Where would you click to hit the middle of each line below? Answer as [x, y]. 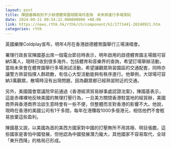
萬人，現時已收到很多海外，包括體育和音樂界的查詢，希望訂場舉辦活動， [88, 61]
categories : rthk [24, 29]
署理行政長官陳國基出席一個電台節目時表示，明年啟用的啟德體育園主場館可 [83, 55]
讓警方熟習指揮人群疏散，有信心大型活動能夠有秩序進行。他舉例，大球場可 [83, 74]
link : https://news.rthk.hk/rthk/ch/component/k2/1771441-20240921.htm [83, 24]
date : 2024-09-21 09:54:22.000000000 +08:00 [53, 19]
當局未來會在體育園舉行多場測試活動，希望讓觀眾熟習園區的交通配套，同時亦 [85, 68]
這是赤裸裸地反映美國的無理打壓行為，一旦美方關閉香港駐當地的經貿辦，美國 [85, 98]
